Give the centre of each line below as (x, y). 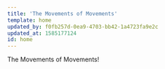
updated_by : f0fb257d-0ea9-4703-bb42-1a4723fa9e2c (83, 26)
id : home (20, 40)
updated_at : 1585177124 (42, 33)
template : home (29, 20)
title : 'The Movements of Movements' (62, 14)
